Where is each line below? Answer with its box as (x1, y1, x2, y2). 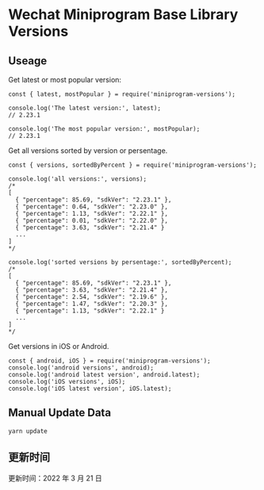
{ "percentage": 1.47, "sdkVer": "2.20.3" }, (15, 300, 169, 308)
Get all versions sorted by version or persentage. (8, 146, 168, 155)
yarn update (8, 427, 48, 435)
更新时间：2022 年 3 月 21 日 (8, 473, 103, 483)
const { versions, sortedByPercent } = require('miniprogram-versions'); (8, 161, 258, 169)
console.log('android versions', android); (8, 364, 155, 372)
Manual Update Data (8, 406, 112, 419)
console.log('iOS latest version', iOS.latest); (8, 385, 172, 392)
